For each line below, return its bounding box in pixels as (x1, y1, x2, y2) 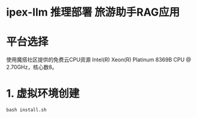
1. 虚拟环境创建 (6, 87, 80, 101)
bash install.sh (6, 107, 47, 113)
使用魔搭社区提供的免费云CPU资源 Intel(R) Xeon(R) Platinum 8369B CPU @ (6, 56, 192, 63)
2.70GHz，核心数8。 (6, 63, 58, 71)
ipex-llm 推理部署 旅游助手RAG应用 (6, 5, 180, 19)
